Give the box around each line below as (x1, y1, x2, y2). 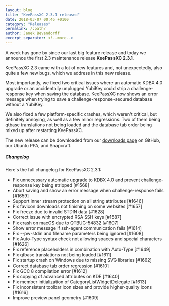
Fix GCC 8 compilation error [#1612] (12, 268, 87, 274)
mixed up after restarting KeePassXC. (5, 127, 83, 133)
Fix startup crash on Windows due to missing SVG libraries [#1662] (12, 257, 152, 263)
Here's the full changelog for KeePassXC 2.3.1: (5, 166, 102, 172)
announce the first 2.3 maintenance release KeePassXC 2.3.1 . (5, 55, 134, 61)
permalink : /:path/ (5, 26, 46, 31)
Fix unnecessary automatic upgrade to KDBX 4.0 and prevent (12, 177, 140, 183)
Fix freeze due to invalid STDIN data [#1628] (12, 208, 105, 215)
